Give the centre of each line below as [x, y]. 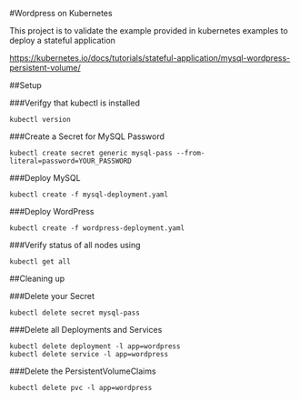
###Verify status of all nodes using [75, 245]
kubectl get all [40, 262]
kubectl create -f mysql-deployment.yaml [89, 195]
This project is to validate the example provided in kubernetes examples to [149, 30]
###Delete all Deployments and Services [86, 330]
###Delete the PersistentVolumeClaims [83, 371]
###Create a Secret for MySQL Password [87, 136]
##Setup [26, 85]
